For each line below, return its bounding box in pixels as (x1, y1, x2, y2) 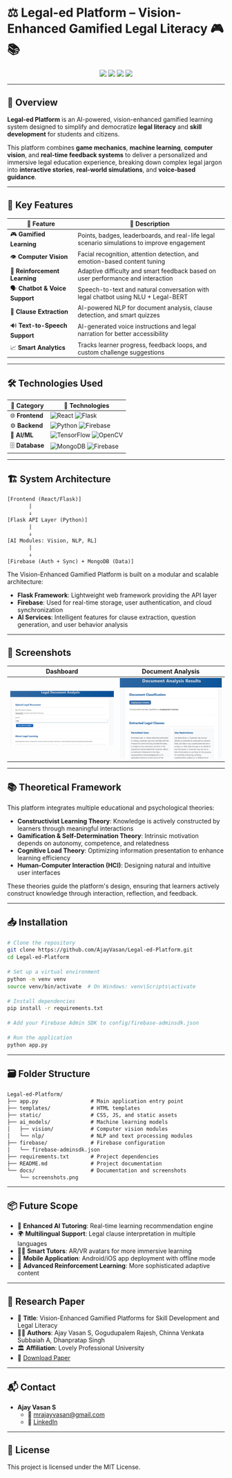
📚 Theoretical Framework (7, 781, 122, 794)
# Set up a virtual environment (7, 968, 100, 976)
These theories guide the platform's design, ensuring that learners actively (7, 882, 220, 890)
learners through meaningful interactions (17, 824, 134, 833)
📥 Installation (7, 916, 68, 929)
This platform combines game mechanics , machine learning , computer (7, 143, 213, 152)
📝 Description (130, 220, 171, 228)
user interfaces (17, 868, 61, 877)
